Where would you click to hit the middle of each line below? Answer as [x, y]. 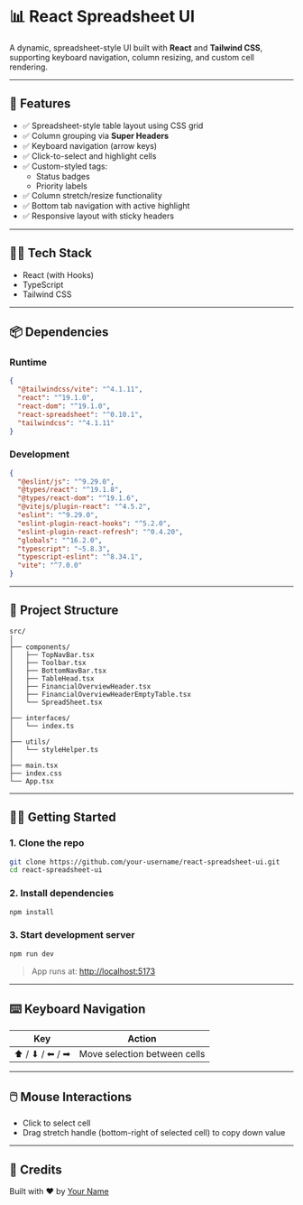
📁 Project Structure [64, 611]
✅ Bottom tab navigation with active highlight [106, 205]
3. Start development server [72, 935]
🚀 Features [40, 104]
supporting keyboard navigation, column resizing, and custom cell [132, 57]
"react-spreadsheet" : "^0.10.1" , [80, 414]
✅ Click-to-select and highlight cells [89, 156]
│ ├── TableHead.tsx [52, 678]
